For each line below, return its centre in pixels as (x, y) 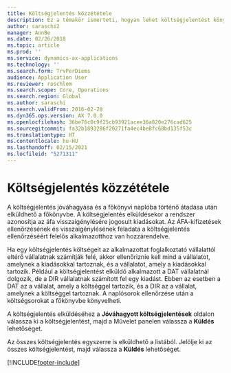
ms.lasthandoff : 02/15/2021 (47, 148)
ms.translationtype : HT (41, 135)
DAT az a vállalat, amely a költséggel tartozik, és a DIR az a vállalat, (102, 286)
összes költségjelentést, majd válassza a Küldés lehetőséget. (94, 349)
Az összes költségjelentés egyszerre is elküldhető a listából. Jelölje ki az (110, 341)
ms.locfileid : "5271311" (43, 154)
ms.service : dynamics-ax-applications (63, 58)
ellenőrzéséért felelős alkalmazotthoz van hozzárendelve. (89, 236)
